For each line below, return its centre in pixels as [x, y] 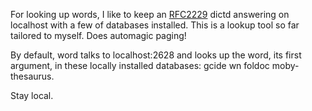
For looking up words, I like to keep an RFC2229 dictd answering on [150, 14]
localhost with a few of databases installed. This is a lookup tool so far [155, 25]
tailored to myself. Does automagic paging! [98, 35]
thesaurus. [32, 76]
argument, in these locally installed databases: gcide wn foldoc [140, 65]
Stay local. [32, 95]
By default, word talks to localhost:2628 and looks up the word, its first [156, 55]
